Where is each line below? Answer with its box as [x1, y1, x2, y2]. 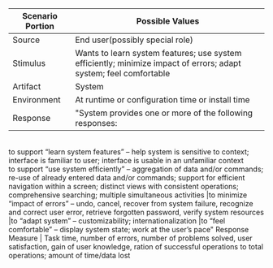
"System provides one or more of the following [75, 107, 253, 119]
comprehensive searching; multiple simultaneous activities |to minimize [8, 190, 248, 200]
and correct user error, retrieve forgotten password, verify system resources [8, 207, 264, 217]
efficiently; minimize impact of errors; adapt [75, 58, 241, 68]
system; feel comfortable [75, 68, 171, 79]
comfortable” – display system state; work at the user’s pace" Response [8, 225, 249, 234]
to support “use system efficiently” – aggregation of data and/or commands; [8, 164, 264, 174]
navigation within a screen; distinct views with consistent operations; [8, 182, 239, 191]
